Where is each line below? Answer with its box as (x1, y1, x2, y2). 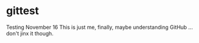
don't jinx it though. (6, 29, 53, 37)
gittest (6, 4, 39, 18)
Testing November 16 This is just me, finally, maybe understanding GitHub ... (6, 24, 193, 31)
